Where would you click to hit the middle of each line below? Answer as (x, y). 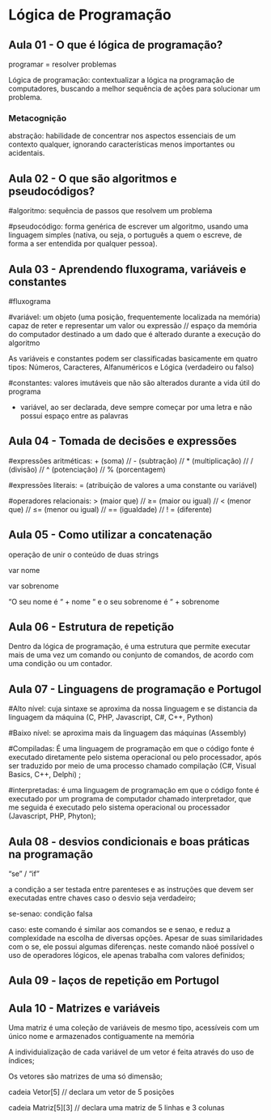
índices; (21, 1061)
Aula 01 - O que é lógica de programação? (116, 45)
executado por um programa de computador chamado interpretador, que (130, 799)
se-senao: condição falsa (51, 913)
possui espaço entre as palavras (74, 416)
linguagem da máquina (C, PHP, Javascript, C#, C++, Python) (111, 717)
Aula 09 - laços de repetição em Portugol (114, 981)
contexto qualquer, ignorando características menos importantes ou (122, 144)
